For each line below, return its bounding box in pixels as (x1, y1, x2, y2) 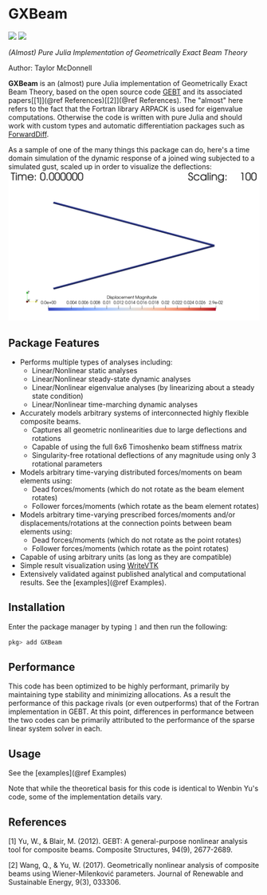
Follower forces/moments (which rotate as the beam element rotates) (31, 501, 260, 511)
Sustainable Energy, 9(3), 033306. (8, 877, 121, 887)
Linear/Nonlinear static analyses (31, 365, 138, 375)
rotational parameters (31, 459, 103, 468)
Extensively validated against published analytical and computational (19, 569, 246, 578)
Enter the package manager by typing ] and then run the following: (8, 621, 228, 631)
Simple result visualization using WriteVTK (19, 560, 159, 570)
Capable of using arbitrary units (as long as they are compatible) (19, 552, 232, 562)
